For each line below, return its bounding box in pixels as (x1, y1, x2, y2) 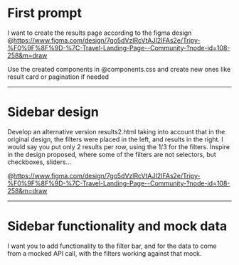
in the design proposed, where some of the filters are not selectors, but (7, 150, 217, 158)
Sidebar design (7, 104, 100, 120)
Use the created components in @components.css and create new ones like (7, 65, 231, 73)
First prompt (7, 5, 82, 21)
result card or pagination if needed (7, 72, 109, 81)
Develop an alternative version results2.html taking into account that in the (7, 127, 225, 136)
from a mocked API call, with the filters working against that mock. (7, 249, 202, 257)
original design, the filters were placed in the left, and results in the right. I (7, 135, 224, 144)
